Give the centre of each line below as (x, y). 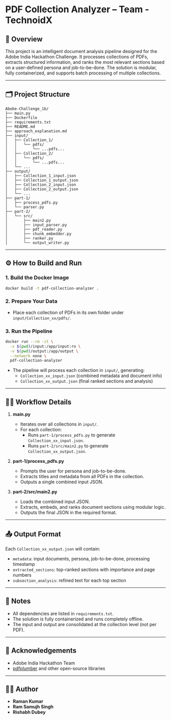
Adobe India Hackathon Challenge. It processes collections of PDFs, (77, 57)
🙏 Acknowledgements (41, 651)
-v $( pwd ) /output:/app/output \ (44, 351)
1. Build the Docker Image (37, 278)
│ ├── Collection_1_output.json (42, 180)
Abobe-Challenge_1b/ (27, 109)
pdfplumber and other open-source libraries (59, 668)
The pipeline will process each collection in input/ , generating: (79, 370)
